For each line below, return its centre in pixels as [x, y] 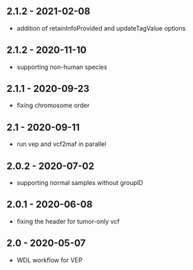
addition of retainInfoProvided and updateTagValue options [101, 28]
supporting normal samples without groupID [80, 183]
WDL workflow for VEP [49, 260]
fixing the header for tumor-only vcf [68, 221]
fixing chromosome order [53, 105]
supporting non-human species [62, 67]
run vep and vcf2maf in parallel [61, 144]
